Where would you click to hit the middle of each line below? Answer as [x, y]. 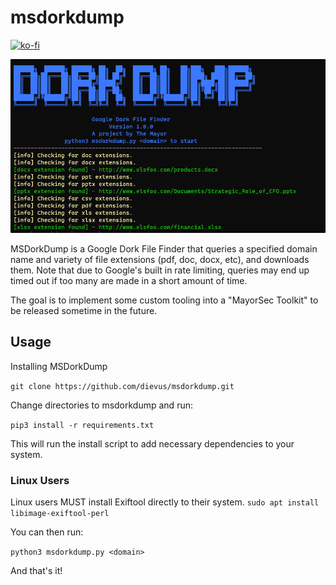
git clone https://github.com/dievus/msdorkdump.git [122, 386]
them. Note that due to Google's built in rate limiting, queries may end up [160, 270]
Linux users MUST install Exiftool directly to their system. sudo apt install [165, 502]
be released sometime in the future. [84, 310]
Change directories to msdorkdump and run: [101, 405]
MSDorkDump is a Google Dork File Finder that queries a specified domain [164, 248]
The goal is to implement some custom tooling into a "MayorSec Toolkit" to [164, 300]
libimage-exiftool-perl [60, 514]
